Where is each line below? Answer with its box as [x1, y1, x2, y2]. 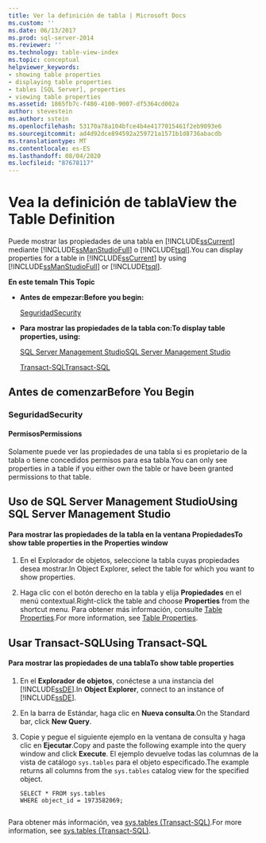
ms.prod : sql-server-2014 [8, 33, 94, 42]
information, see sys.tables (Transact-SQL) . [8, 826, 151, 835]
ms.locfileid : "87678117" [8, 160, 94, 167]
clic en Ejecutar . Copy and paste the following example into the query [19, 740, 246, 750]
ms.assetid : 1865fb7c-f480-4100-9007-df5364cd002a [8, 100, 179, 108]
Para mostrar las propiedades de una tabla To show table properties [8, 658, 234, 668]
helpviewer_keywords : [8, 64, 80, 71]
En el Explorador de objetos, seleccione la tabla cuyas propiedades [19, 556, 240, 565]
